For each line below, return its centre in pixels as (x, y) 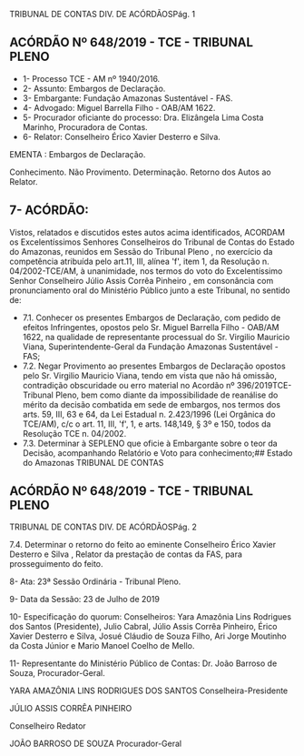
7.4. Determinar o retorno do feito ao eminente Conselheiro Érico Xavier (143, 545)
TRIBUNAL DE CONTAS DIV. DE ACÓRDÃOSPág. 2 (103, 527)
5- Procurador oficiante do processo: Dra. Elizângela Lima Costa (143, 117)
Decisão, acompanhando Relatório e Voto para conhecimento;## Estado (157, 453)
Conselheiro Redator (48, 726)
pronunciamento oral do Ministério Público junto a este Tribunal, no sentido (150, 290)
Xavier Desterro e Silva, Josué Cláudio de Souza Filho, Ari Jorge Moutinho (148, 636)
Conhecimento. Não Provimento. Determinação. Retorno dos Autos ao (140, 172)
